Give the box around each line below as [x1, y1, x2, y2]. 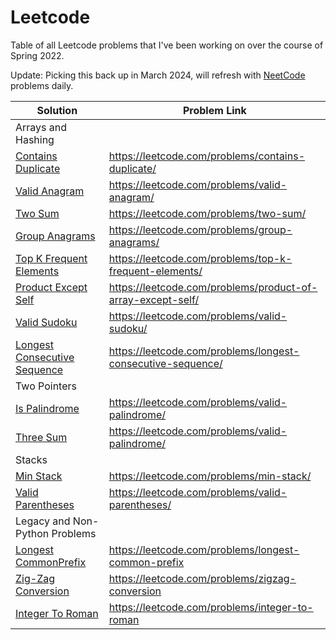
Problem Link [182, 103, 247, 117]
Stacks [15, 452, 48, 466]
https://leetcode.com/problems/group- [108, 222, 293, 236]
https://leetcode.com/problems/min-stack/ [108, 469, 312, 483]
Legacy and [15, 514, 71, 528]
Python [15, 526, 50, 540]
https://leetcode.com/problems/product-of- [108, 280, 318, 294]
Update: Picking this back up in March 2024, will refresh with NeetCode [10, 69, 306, 81]
